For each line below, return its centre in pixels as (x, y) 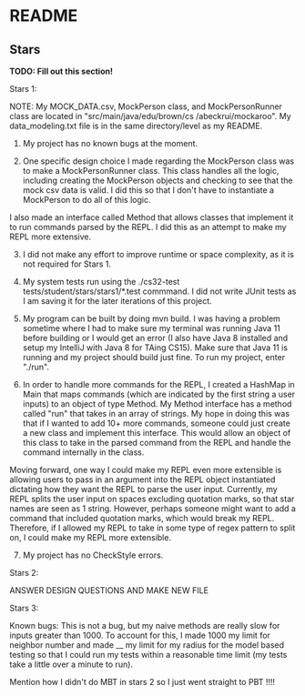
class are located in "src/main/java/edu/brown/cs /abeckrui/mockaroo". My (150, 116)
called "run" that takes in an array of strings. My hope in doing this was (156, 414)
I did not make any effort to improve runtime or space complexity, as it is (158, 254)
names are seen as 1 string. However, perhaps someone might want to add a (152, 509)
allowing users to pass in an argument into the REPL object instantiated (142, 479)
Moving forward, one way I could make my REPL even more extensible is (146, 470)
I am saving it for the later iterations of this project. (117, 301)
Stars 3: (24, 608)
